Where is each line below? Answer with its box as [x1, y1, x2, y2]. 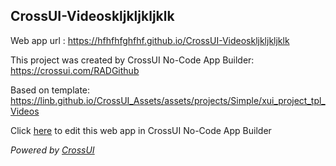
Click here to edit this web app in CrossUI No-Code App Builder [10, 124, 272, 136]
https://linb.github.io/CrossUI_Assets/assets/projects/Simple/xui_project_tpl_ [10, 94, 326, 106]
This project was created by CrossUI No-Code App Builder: [10, 54, 255, 66]
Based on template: [10, 84, 91, 96]
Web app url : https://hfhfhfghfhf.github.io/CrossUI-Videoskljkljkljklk [10, 34, 290, 46]
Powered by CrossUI [10, 144, 95, 156]
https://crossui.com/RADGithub [10, 64, 140, 76]
